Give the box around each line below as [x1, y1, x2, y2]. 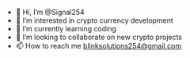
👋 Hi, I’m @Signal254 [15, 8, 85, 16]
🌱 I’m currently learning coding [15, 24, 117, 33]
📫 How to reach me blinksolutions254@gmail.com [15, 42, 182, 50]
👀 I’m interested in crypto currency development [15, 16, 174, 25]
